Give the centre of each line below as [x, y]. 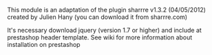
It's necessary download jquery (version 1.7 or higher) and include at [104, 30]
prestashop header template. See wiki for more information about [100, 37]
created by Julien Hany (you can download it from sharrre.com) [97, 17]
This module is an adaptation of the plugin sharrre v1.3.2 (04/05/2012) [107, 10]
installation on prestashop [44, 44]
